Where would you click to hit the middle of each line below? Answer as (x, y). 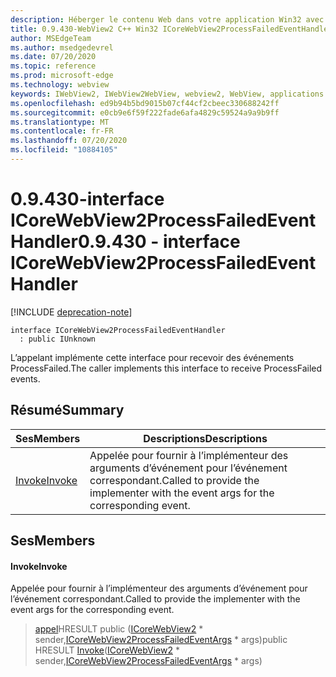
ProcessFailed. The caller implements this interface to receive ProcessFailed (166, 368)
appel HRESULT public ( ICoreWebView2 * (119, 629)
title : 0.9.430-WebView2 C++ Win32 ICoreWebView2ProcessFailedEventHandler (171, 29)
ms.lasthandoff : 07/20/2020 (69, 141)
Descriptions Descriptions (205, 438)
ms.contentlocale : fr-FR (62, 131)
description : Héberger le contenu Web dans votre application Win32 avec (167, 19)
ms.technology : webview (60, 85)
